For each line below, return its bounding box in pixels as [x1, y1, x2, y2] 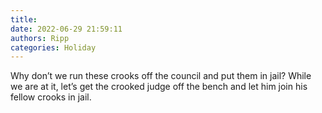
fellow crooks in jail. [10, 91, 92, 103]
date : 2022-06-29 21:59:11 [10, 24, 123, 34]
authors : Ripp [10, 33, 70, 43]
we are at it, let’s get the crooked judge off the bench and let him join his [10, 81, 308, 93]
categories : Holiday [10, 42, 97, 53]
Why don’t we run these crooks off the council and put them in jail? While [10, 70, 312, 82]
